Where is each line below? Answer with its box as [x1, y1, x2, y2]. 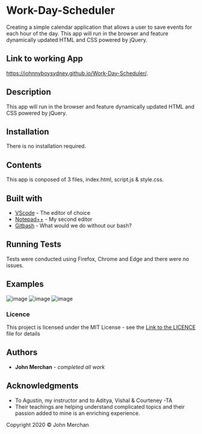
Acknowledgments [6, 381, 79, 391]
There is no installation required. [6, 142, 86, 150]
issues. [6, 262, 24, 269]
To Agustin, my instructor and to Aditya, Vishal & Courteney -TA [14, 397, 173, 404]
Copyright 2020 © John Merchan [6, 421, 89, 428]
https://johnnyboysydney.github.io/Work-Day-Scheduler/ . [6, 70, 148, 77]
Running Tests [6, 240, 61, 250]
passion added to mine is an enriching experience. [14, 409, 140, 417]
